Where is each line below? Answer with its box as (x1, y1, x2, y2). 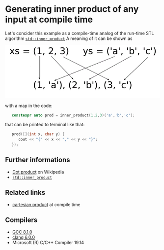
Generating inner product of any (5, 3, 139, 15)
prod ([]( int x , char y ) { (11, 132, 65, 137)
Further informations (5, 156, 70, 164)
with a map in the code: (5, 103, 53, 108)
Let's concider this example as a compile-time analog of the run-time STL (5, 30, 154, 36)
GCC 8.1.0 (12, 229, 33, 235)
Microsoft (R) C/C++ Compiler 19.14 (12, 239, 84, 245)
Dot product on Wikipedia (12, 169, 64, 175)
